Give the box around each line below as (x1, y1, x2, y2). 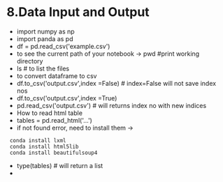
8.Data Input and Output (6, 4, 150, 20)
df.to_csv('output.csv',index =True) (16, 93, 117, 102)
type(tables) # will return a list (16, 161, 103, 169)
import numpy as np (16, 27, 75, 36)
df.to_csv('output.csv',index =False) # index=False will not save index (16, 79, 217, 87)
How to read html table (16, 109, 83, 117)
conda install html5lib (9, 143, 79, 150)
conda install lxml (9, 137, 67, 144)
